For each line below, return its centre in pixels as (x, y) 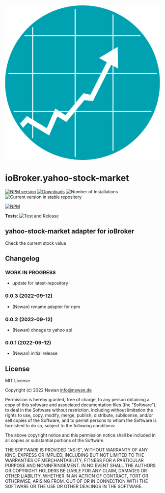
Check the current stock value (36, 243)
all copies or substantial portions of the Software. (55, 441)
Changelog (22, 259)
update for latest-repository (40, 283)
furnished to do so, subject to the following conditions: (60, 426)
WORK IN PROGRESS (30, 273)
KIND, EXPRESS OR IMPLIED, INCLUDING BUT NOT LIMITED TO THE (75, 455)
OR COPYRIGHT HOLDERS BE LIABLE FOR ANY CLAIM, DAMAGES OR (76, 471)
